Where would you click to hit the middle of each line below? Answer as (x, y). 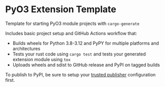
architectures (26, 48)
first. (10, 80)
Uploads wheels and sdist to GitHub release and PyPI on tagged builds (86, 65)
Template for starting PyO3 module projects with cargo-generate (72, 23)
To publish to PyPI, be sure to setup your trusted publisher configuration (80, 74)
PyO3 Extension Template (61, 9)
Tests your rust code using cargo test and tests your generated (79, 54)
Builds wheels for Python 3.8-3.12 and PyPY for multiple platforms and (86, 43)
